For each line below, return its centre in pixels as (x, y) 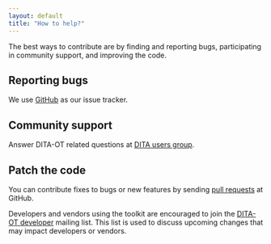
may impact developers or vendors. (68, 230)
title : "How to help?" (47, 23)
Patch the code (47, 170)
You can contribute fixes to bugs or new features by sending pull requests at (136, 189)
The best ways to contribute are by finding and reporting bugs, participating (135, 46)
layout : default (36, 16)
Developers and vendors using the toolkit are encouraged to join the (122, 213)
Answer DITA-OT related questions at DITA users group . (102, 145)
